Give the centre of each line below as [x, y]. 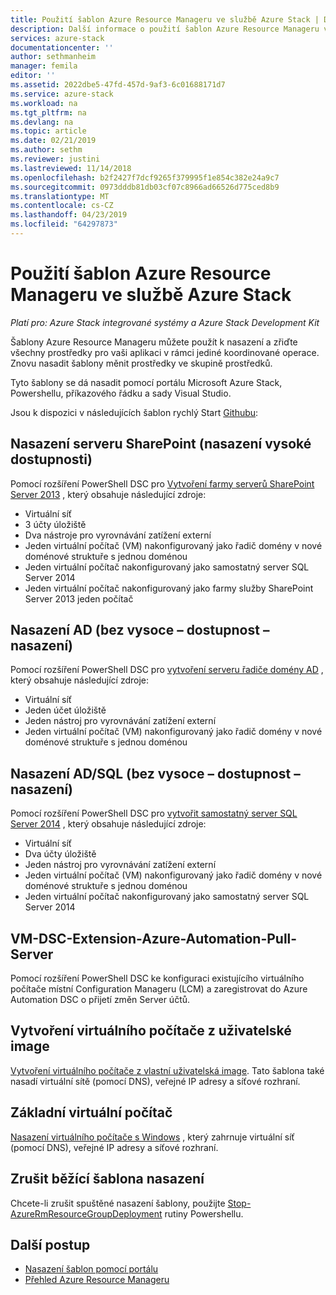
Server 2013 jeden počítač [79, 598]
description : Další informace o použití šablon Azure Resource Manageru [165, 29]
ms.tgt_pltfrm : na [48, 112]
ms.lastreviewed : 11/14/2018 [71, 168]
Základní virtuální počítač [91, 1112]
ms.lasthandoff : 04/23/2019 [69, 215]
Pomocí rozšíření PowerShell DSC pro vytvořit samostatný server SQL [154, 813]
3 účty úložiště [55, 524]
